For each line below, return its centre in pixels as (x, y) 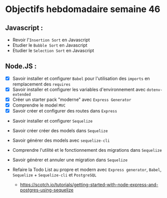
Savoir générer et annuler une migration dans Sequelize (70, 160)
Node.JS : (21, 66)
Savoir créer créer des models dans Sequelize (60, 131)
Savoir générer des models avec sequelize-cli (61, 140)
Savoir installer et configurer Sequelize (52, 121)
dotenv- (155, 90)
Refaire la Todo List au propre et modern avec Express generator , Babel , (87, 170)
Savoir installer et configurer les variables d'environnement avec (79, 89)
